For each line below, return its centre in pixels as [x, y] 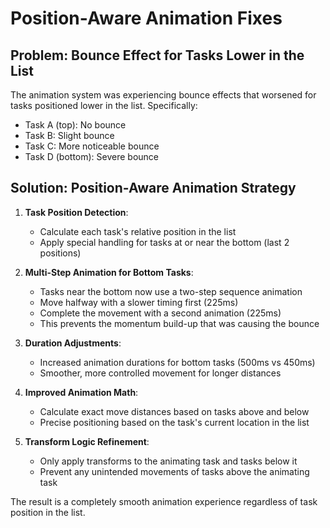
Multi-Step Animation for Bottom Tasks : [109, 272]
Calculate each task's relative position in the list [138, 231]
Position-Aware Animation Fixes [146, 18]
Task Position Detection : [76, 212]
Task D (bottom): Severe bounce [91, 156]
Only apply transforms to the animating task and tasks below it [168, 461]
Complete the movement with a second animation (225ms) [160, 313]
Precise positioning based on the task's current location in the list [174, 422]
